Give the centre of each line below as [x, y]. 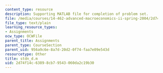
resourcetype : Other [26, 54]
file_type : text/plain [28, 23]
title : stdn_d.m [21, 59]
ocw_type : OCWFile [24, 36]
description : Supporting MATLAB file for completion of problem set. [77, 14]
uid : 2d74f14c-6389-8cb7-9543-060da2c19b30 [50, 63]
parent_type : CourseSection [33, 45]
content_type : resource [29, 9]
